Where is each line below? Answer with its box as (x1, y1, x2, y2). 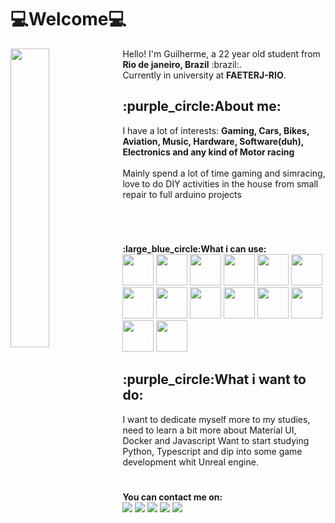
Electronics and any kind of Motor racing (122, 146, 295, 158)
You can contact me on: (122, 491, 223, 503)
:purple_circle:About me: (122, 98, 282, 115)
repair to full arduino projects (122, 188, 242, 200)
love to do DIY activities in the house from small (122, 177, 319, 190)
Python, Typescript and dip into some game (122, 445, 303, 457)
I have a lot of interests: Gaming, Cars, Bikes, (122, 124, 310, 136)
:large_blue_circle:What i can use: (122, 242, 267, 255)
